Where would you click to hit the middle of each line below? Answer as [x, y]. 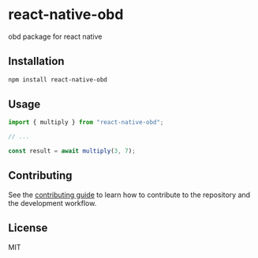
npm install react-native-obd [58, 80]
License [28, 228]
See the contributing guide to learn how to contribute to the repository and [129, 195]
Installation [36, 61]
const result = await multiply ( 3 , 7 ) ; [72, 151]
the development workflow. [52, 203]
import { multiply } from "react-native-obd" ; [86, 123]
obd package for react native [55, 36]
